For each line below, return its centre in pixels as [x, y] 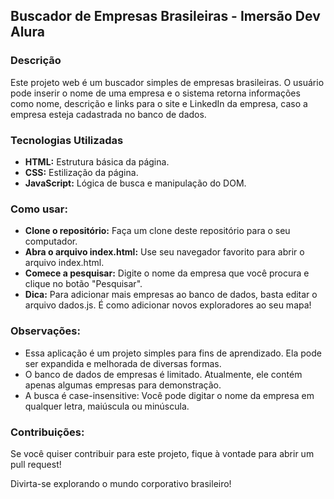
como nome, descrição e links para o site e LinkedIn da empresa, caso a [159, 103]
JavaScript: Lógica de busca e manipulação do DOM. [135, 183]
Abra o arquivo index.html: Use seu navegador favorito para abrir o [164, 252]
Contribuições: [47, 432]
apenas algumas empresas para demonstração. [123, 385]
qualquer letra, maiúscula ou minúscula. [107, 406]
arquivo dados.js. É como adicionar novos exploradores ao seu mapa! [168, 305]
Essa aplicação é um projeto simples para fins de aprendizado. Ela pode [173, 353]
